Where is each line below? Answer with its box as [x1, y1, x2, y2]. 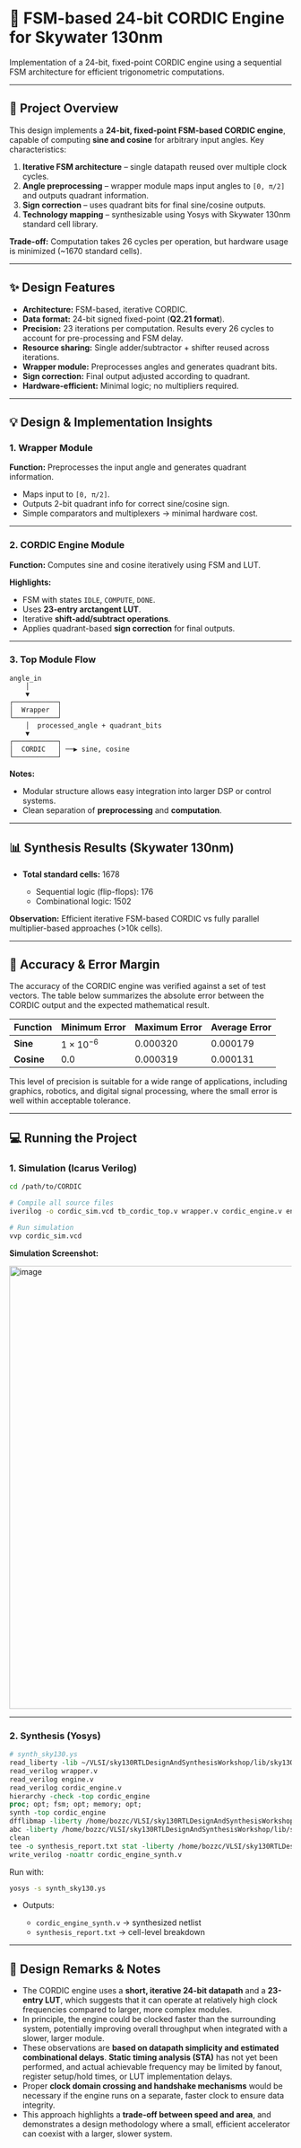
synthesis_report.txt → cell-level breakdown [35, 1927, 206, 1938]
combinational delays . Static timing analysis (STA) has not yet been [21, 2052, 279, 2063]
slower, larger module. [21, 2033, 105, 2044]
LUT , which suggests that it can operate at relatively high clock [44, 1994, 278, 2006]
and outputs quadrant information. [21, 190, 150, 200]
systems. [21, 795, 56, 806]
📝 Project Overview [9, 101, 119, 116]
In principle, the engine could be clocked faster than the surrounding [21, 2014, 276, 2025]
